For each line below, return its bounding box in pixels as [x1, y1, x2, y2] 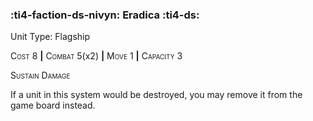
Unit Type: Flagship [10, 31, 91, 43]
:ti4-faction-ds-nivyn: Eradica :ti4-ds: [10, 8, 200, 22]
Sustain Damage [10, 69, 71, 82]
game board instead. [10, 99, 96, 112]
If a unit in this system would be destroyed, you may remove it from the [10, 89, 303, 101]
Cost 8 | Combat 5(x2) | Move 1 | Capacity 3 [10, 50, 183, 62]
